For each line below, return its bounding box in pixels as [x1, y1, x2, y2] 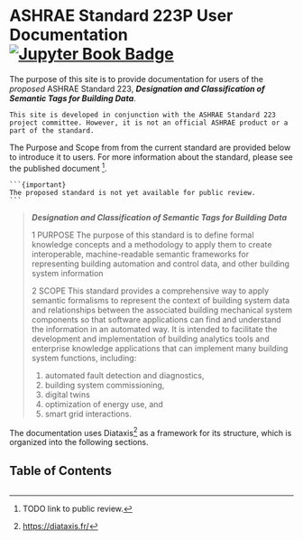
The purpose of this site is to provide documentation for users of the [9, 73, 264, 84]
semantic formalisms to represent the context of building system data [31, 294, 290, 305]
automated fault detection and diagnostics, [44, 369, 205, 380]
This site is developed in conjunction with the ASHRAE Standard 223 [9, 110, 277, 119]
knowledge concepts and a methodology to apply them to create [31, 238, 272, 249]
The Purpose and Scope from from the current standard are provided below [9, 142, 291, 153]
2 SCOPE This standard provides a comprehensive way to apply [31, 285, 270, 296]
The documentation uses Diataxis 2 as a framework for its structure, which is [9, 425, 292, 438]
